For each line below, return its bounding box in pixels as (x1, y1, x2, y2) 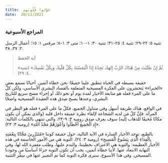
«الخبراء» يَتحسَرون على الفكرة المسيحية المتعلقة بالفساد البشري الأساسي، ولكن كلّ (5, 84, 163, 90)
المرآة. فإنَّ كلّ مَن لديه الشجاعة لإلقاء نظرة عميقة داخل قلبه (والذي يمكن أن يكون (5, 110, 157, 116)
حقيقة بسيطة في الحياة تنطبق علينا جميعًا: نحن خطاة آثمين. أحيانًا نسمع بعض (5, 79, 146, 85)
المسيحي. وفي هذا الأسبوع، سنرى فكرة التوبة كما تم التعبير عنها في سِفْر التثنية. (5, 152, 152, 158)
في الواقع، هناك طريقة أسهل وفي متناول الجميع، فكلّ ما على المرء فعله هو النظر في (5, 105, 162, 111)
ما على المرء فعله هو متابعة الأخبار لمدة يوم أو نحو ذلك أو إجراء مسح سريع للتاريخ (5, 90, 155, 96)
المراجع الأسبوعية (5, 28, 43, 35)
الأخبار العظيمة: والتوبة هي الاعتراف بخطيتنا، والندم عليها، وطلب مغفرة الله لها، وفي (5, 141, 159, 147)
